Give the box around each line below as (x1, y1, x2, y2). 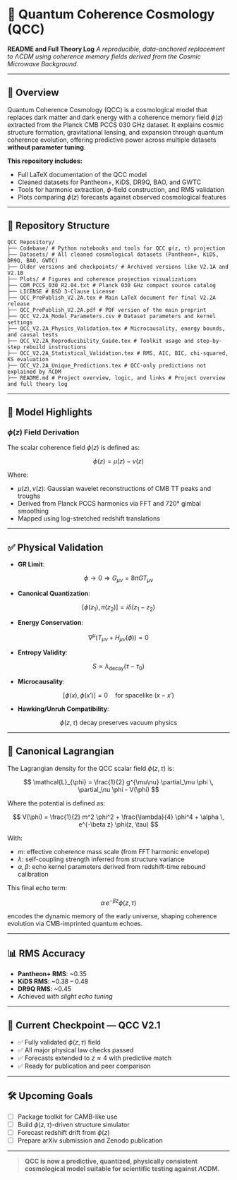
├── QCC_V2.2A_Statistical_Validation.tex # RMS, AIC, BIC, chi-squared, (7, 349, 229, 357)
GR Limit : (17, 560, 45, 568)
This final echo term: (7, 883, 68, 892)
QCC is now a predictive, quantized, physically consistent (24, 1157, 198, 1166)
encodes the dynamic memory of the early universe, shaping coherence (7, 912, 217, 920)
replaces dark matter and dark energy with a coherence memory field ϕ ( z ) (7, 113, 224, 121)
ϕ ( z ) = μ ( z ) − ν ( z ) (92, 457, 145, 466)
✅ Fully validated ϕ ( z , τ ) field (17, 1038, 101, 1046)
